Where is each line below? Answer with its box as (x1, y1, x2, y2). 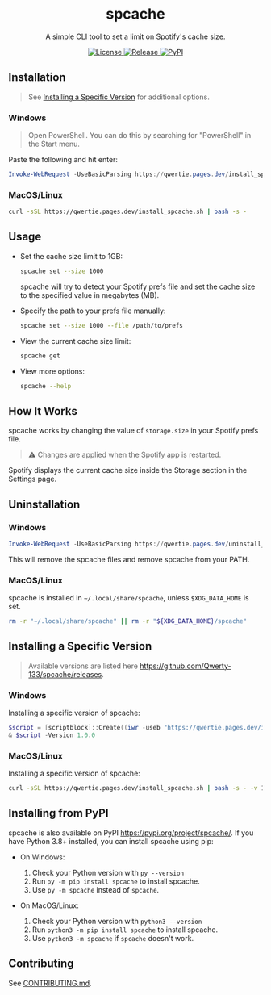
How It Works (8, 404, 78, 418)
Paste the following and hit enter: (8, 155, 119, 165)
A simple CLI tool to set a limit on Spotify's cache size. (45, 31, 226, 41)
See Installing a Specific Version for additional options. (27, 92, 210, 102)
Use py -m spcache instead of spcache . (31, 884, 160, 894)
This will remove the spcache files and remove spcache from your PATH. (8, 554, 250, 564)
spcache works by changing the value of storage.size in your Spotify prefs (8, 425, 259, 436)
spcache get (19, 352, 60, 360)
